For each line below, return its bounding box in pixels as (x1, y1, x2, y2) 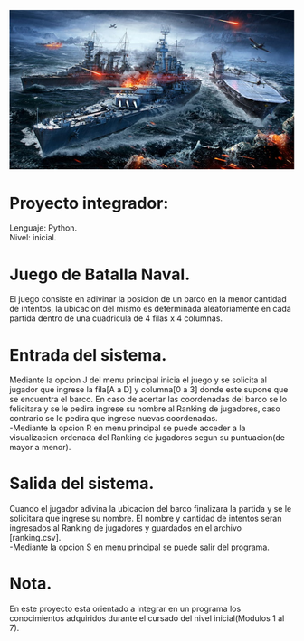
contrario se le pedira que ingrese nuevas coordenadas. (9, 413, 219, 424)
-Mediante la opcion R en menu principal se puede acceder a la (9, 422, 246, 434)
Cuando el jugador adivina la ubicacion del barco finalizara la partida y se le (9, 504, 292, 514)
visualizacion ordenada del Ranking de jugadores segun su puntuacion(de (9, 432, 285, 443)
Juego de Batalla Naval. (9, 264, 191, 285)
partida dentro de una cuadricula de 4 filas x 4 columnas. (9, 313, 223, 324)
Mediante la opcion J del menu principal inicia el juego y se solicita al (9, 374, 267, 385)
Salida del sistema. (9, 474, 155, 494)
